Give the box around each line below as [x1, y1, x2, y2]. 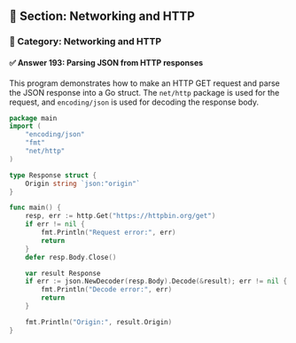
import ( [9, 121, 42, 131]
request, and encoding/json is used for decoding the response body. [9, 97, 260, 107]
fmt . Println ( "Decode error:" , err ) [41, 285, 173, 294]
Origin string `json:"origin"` [25, 179, 141, 188]
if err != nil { [25, 220, 86, 229]
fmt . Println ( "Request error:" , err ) [41, 228, 176, 238]
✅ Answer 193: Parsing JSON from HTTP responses [9, 57, 204, 67]
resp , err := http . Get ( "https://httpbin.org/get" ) [25, 212, 216, 221]
